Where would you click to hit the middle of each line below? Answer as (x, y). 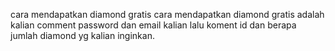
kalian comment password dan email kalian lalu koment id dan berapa (153, 25)
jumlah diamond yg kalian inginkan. (82, 35)
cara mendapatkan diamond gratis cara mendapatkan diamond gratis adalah (167, 14)
